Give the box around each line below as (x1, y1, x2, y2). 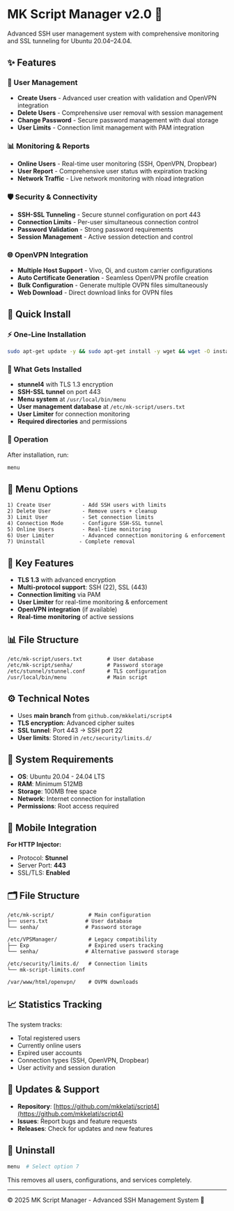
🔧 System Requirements (7, 753, 114, 765)
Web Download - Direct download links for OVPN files (17, 288, 173, 297)
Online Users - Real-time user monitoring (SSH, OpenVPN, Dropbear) (17, 159, 217, 168)
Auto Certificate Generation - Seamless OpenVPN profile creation (17, 273, 209, 281)
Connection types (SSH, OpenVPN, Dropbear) (17, 1056, 150, 1065)
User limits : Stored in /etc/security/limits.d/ (17, 733, 153, 742)
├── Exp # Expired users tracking (7, 942, 164, 949)
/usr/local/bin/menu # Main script (7, 673, 148, 681)
